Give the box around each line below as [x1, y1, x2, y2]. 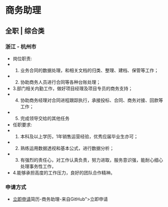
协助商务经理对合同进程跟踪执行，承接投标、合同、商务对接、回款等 [20, 97, 163, 103]
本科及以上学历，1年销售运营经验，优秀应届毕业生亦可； [20, 133, 138, 139]
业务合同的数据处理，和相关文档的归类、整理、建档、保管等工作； [20, 67, 159, 73]
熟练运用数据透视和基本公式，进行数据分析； [20, 145, 115, 151]
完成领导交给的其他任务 [20, 115, 70, 121]
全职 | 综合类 [5, 26, 45, 35]
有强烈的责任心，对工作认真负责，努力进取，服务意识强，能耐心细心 [20, 157, 163, 163]
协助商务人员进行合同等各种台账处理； [20, 79, 101, 85]
